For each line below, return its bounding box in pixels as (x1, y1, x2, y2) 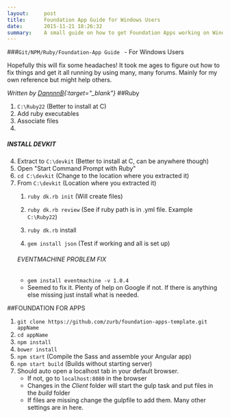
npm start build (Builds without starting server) (16, 360, 153, 368)
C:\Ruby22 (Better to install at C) (16, 102, 107, 110)
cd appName (16, 332, 49, 339)
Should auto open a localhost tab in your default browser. (16, 367, 179, 376)
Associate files (16, 117, 59, 125)
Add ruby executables (16, 110, 79, 118)
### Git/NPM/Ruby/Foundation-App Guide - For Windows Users (7, 48, 185, 56)
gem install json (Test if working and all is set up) (27, 239, 170, 247)
